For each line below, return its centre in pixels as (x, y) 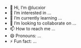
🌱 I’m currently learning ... (36, 18)
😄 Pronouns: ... (26, 36)
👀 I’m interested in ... (30, 13)
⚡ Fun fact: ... (23, 41)
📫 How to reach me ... (32, 29)
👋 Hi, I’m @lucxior (27, 8)
